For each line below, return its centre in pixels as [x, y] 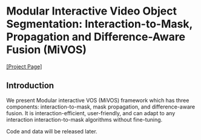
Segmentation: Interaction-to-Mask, [99, 24]
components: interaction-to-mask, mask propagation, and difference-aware [101, 107]
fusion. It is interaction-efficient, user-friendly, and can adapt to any [91, 113]
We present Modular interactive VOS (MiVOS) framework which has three [98, 100]
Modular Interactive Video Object [92, 11]
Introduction [30, 86]
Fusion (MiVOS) [46, 50]
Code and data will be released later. [52, 131]
